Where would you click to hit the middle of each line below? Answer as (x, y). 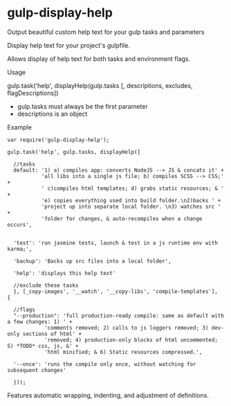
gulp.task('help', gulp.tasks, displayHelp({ (74, 152)
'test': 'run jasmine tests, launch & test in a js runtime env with (115, 243)
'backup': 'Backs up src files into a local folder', (92, 261)
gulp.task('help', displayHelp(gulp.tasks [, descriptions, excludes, (100, 85)
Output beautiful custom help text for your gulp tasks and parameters (106, 32)
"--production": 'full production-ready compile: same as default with (119, 316)
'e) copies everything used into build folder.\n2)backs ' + (131, 200)
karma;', (20, 249)
